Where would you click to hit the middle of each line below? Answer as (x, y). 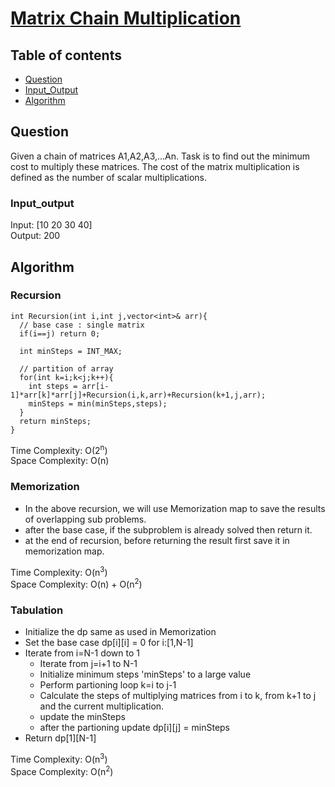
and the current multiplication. (102, 706)
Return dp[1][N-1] (60, 738)
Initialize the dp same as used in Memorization (120, 632)
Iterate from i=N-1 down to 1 (82, 653)
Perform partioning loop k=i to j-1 (108, 685)
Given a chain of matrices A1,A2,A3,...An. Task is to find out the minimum (160, 156)
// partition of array (66, 368)
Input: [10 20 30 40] (51, 225)
